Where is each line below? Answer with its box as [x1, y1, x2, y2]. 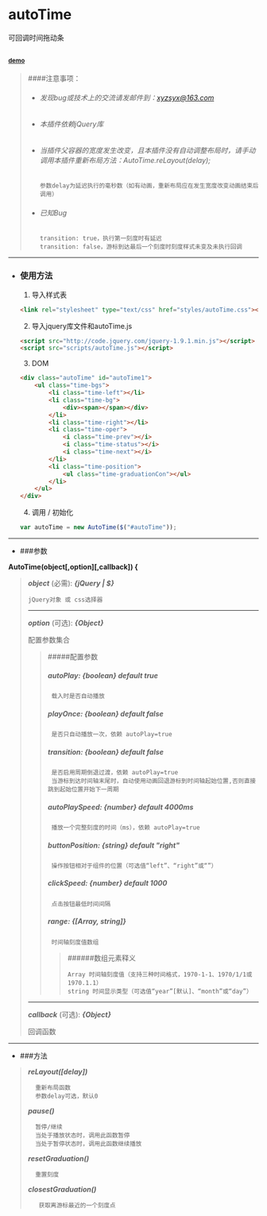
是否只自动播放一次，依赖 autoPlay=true [51, 730, 172, 738]
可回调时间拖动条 [8, 33, 64, 42]
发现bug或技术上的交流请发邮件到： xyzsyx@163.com [39, 93, 215, 102]
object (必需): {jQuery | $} [27, 578, 115, 589]
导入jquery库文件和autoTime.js [31, 321, 133, 330]
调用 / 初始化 [31, 508, 74, 517]
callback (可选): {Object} [27, 1009, 111, 1019]
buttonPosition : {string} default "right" [47, 840, 180, 850]
